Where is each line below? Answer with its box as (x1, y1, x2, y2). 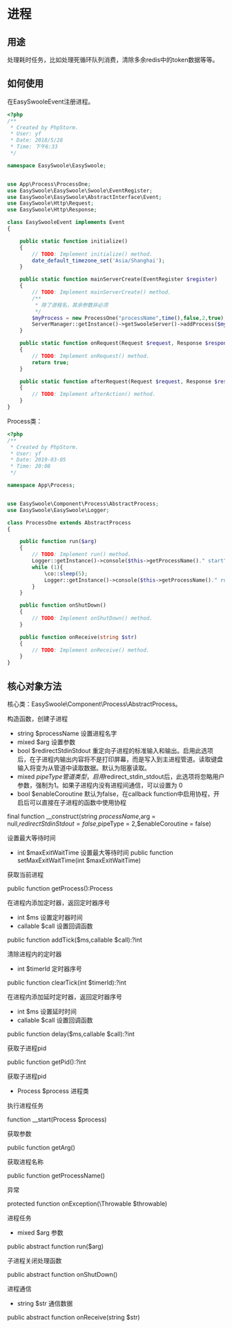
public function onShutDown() (19, 602, 107, 609)
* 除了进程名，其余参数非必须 (35, 301, 108, 308)
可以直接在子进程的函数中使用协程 (29, 799, 126, 806)
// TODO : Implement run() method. (32, 551, 131, 558)
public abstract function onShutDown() (7, 1271, 118, 1278)
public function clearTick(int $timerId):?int (7, 978, 126, 987)
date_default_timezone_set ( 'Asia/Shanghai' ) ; (32, 257, 166, 264)
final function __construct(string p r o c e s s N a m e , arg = (7, 813, 156, 820)
